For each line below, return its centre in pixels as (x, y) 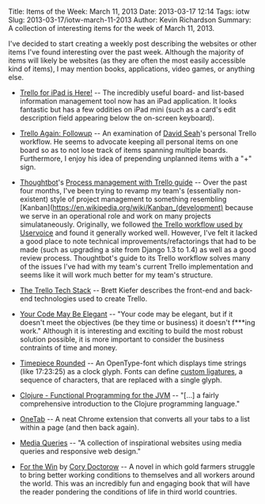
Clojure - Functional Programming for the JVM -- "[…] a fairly (119, 395)
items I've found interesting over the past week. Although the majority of (126, 52)
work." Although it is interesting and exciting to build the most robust (131, 331)
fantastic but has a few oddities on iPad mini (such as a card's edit (128, 109)
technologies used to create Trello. (91, 299)
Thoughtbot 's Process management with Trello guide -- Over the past (133, 182)
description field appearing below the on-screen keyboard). (117, 118)
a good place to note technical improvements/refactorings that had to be (138, 241)
